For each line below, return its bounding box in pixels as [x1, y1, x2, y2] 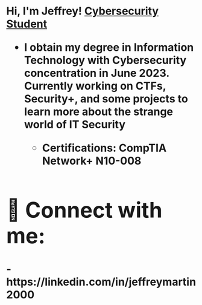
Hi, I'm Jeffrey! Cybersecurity [6, 4, 159, 18]
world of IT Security [24, 118, 125, 131]
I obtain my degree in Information [24, 41, 194, 54]
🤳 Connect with [6, 197, 163, 223]
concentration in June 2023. [24, 67, 170, 80]
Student [6, 17, 48, 31]
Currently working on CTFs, [24, 79, 166, 93]
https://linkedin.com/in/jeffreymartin [6, 275, 197, 289]
